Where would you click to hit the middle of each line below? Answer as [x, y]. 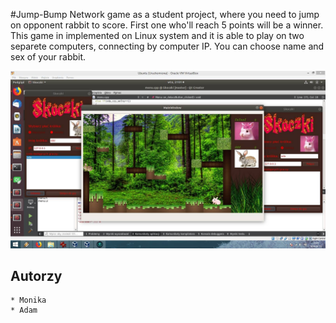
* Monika [28, 300]
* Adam [24, 310]
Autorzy [36, 275]
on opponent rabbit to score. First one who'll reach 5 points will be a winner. [167, 25]
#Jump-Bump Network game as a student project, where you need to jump [165, 14]
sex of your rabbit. [48, 57]
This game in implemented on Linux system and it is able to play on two [157, 35]
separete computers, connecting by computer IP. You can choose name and [167, 46]
